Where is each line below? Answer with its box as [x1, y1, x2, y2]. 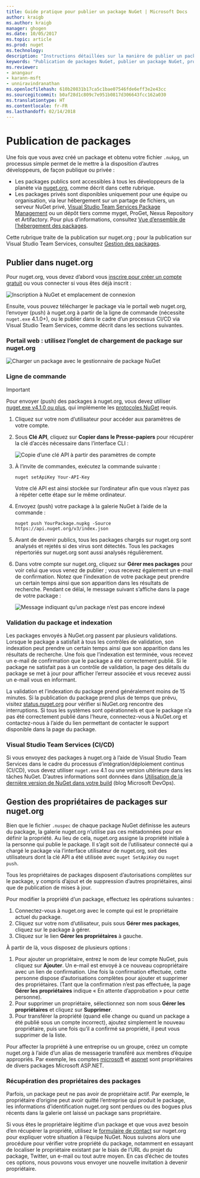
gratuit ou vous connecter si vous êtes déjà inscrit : [6, 279, 132, 287]
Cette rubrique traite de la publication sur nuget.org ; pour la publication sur [6, 234, 192, 241]
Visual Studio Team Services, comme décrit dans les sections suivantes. [6, 322, 184, 329]
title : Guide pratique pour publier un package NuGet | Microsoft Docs [6, 8, 187, 15]
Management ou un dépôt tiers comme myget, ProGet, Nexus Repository [14, 210, 193, 217]
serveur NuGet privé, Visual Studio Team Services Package [14, 203, 161, 210]
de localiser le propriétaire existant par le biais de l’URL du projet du [6, 1146, 173, 1154]
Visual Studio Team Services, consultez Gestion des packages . [6, 240, 161, 247]
